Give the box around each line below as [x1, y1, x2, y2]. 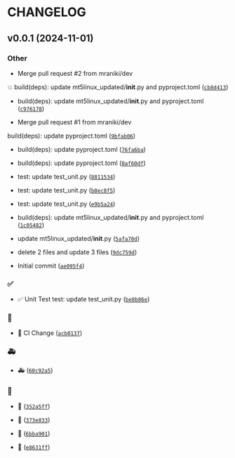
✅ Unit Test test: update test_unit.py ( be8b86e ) [17, 295, 150, 303]
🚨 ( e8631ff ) [17, 443, 51, 452]
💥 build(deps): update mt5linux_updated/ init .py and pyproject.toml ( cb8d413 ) [7, 82, 229, 91]
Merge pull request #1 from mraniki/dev [17, 117, 132, 126]
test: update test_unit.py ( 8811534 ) [17, 172, 116, 181]
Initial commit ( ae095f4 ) [17, 261, 85, 270]
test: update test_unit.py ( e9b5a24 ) [17, 199, 116, 208]
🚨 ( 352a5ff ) [17, 402, 51, 411]
